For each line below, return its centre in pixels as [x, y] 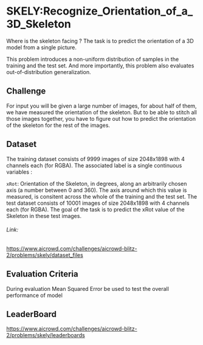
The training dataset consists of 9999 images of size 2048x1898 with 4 [96, 159]
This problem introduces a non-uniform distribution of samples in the [93, 59]
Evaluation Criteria [42, 274]
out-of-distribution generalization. [49, 72]
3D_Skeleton [39, 24]
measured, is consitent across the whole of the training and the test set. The [102, 196]
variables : [19, 172]
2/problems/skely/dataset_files [45, 255]
